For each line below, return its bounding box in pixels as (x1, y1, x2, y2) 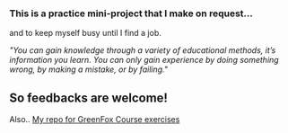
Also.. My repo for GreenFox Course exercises (9, 114, 180, 125)
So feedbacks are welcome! (9, 90, 169, 105)
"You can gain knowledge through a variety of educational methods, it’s (9, 45, 276, 56)
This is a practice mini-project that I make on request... (9, 7, 253, 20)
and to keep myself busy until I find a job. (9, 28, 161, 39)
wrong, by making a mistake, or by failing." (9, 64, 169, 75)
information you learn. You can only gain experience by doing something (9, 55, 280, 66)
